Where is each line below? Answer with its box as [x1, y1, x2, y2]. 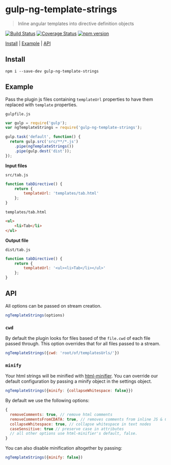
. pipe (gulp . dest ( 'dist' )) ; [14, 148, 72, 154]
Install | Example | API [5, 40, 51, 46]
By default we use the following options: [5, 398, 90, 404]
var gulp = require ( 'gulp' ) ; [5, 120, 67, 126]
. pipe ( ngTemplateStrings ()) [14, 144, 74, 149]
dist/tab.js [5, 247, 31, 252]
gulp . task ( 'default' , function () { [5, 134, 81, 139]
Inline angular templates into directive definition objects [17, 20, 134, 27]
